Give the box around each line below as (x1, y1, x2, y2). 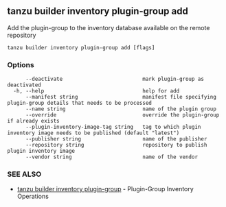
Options (7, 60, 34, 69)
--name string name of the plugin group (25, 106, 216, 112)
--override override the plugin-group (25, 112, 220, 119)
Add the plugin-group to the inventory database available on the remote (7, 23, 210, 32)
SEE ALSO (7, 169, 42, 179)
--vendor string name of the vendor (25, 154, 198, 160)
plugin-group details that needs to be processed (7, 99, 152, 107)
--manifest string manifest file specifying (25, 94, 216, 101)
